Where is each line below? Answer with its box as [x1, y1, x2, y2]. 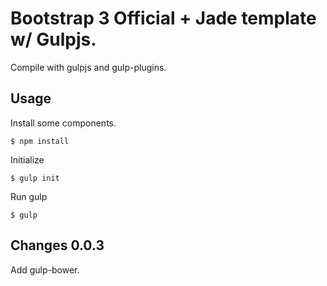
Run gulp [10, 190, 48, 202]
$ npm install [10, 136, 70, 146]
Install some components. [10, 117, 117, 129]
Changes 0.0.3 [10, 237, 105, 254]
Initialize [10, 153, 45, 166]
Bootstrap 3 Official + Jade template [10, 7, 317, 30]
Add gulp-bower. [10, 263, 80, 276]
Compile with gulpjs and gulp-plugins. [10, 61, 167, 73]
